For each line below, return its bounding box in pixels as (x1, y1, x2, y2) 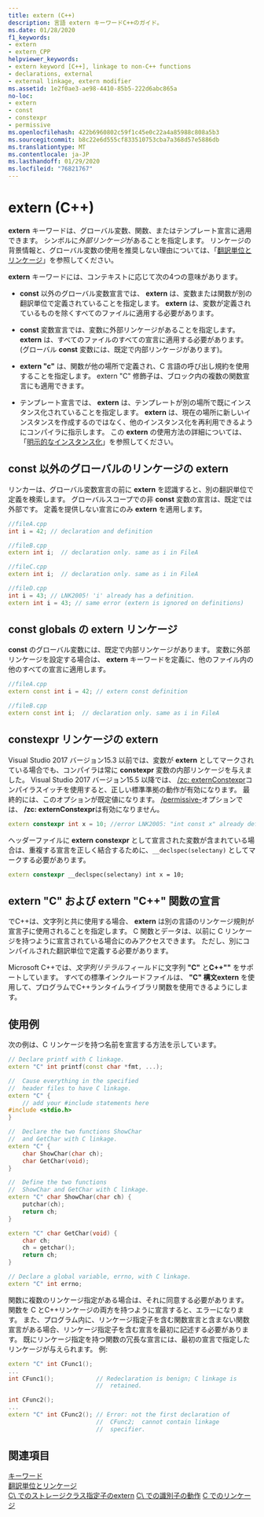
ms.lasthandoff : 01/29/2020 (8, 158, 101, 166)
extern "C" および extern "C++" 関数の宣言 (8, 894, 221, 908)
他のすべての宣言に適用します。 (8, 665, 111, 674)
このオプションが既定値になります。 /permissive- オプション (42, 795, 236, 804)
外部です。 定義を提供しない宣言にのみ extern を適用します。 (8, 504, 207, 513)
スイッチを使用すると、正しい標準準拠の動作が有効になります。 (35, 784, 241, 794)
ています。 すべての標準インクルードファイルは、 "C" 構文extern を (28, 972, 248, 983)
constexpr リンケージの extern (8, 733, 159, 747)
